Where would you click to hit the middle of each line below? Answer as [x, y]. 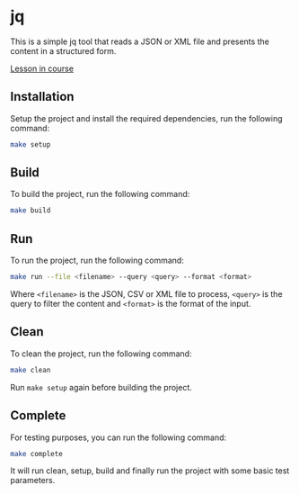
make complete [37, 454]
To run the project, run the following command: [97, 260]
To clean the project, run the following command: [101, 354]
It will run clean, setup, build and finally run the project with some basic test [150, 471]
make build [31, 211]
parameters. [33, 481]
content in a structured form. [63, 50]
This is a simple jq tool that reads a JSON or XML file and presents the [140, 41]
